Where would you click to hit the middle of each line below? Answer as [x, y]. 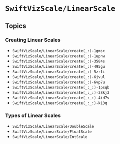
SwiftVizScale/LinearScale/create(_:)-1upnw [59, 56]
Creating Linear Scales [33, 40]
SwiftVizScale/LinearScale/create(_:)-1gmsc [59, 51]
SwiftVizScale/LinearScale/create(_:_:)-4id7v [61, 98]
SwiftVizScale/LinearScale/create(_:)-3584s [59, 61]
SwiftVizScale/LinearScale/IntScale [50, 137]
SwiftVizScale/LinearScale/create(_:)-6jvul [59, 77]
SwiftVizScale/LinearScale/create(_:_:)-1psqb [61, 87]
